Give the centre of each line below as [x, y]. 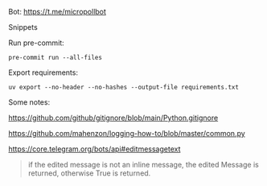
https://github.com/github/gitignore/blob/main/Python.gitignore [113, 118]
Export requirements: [43, 72]
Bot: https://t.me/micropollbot [58, 12]
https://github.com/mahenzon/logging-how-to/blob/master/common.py [127, 133]
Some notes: [29, 102]
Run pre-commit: [36, 43]
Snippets [23, 27]
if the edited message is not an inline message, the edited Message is [143, 165]
